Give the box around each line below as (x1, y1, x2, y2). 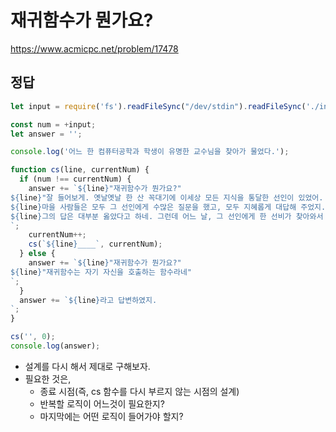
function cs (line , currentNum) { (10, 165, 150, 175)
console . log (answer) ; (10, 341, 101, 351)
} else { (19, 249, 56, 259)
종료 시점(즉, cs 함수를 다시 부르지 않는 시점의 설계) (39, 385, 240, 397)
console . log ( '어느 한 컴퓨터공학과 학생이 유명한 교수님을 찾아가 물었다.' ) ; (10, 147, 290, 157)
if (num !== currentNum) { (19, 174, 132, 185)
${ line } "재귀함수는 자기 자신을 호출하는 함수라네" (10, 267, 193, 277)
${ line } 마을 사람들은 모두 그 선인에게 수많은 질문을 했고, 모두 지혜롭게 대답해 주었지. (10, 202, 327, 212)
